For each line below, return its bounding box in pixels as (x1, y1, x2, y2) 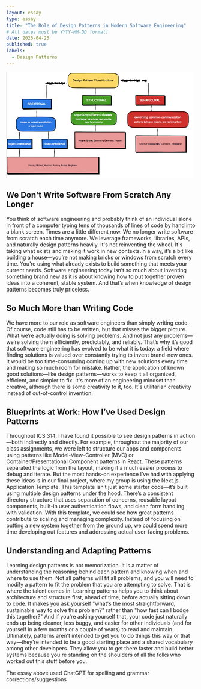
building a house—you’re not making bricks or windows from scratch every (6, 254, 192, 261)
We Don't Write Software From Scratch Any (6, 190, 172, 200)
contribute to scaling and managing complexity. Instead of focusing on (6, 516, 181, 523)
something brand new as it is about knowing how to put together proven (6, 273, 185, 280)
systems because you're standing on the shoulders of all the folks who (6, 651, 181, 659)
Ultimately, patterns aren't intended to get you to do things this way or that (6, 632, 190, 640)
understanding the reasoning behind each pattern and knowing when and (6, 568, 188, 575)
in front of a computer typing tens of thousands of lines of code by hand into (6, 222, 196, 229)
